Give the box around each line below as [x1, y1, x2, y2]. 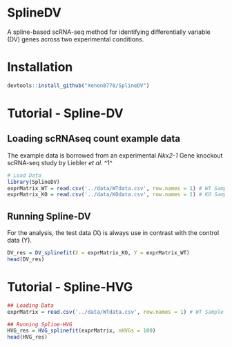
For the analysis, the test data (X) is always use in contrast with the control [7, 229, 220, 237]
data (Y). [7, 236, 32, 245]
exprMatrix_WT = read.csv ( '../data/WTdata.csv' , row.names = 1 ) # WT [7, 185, 212, 191]
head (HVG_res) [7, 334, 48, 341]
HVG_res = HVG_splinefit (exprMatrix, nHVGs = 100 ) [7, 327, 156, 335]
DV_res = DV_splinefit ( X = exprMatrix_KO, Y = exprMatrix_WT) [7, 250, 190, 256]
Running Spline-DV [7, 210, 91, 222]
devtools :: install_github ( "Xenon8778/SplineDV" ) [7, 82, 150, 89]
